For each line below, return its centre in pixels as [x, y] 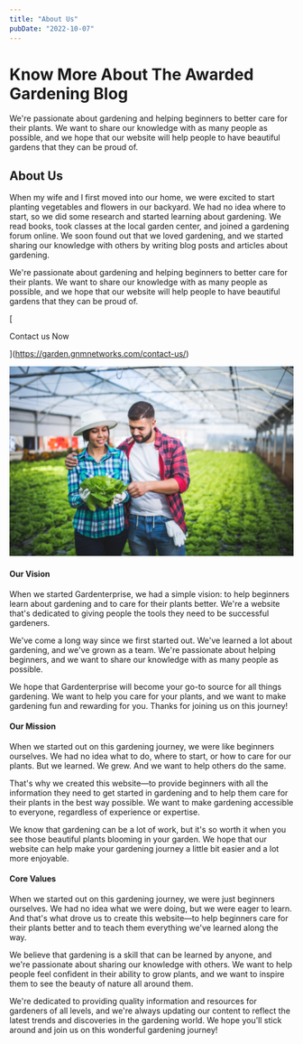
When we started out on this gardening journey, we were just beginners [142, 900]
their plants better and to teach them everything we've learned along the [144, 928]
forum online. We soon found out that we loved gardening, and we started [147, 236]
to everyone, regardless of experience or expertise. [105, 812]
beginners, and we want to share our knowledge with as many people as [144, 659]
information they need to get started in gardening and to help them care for [149, 792]
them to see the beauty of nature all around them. [101, 983]
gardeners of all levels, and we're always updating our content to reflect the [150, 1011]
